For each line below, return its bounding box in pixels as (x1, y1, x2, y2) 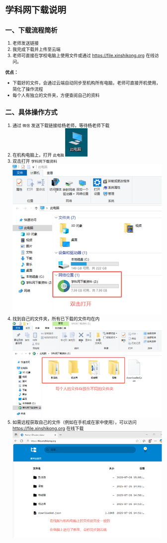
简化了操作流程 (12, 86, 43, 92)
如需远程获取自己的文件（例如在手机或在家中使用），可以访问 (12, 419, 137, 425)
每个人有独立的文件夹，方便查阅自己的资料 (12, 92, 100, 98)
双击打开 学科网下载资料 (12, 158, 57, 164)
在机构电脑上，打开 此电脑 (12, 152, 65, 158)
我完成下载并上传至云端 (12, 46, 61, 52)
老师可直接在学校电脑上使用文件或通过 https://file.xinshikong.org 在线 (12, 53, 155, 58)
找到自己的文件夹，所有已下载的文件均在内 (12, 316, 100, 322)
